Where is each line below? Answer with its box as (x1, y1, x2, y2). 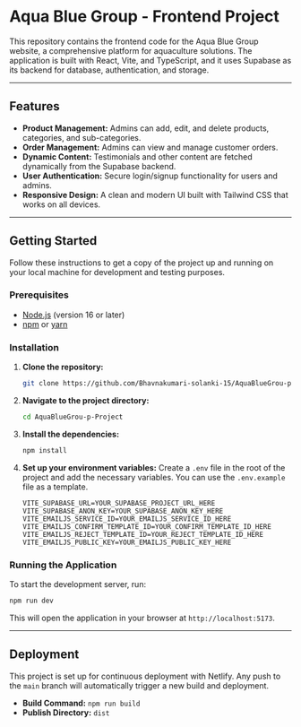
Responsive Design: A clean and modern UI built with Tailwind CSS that (21, 189, 288, 200)
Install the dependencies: (21, 428, 119, 439)
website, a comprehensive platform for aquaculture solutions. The (9, 45, 253, 56)
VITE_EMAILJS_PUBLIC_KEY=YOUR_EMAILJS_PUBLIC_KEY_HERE (21, 538, 232, 547)
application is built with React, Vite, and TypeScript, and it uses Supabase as (9, 55, 292, 65)
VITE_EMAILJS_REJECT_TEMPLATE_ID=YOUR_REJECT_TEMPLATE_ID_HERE (21, 530, 264, 539)
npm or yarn (21, 318, 68, 329)
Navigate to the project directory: (21, 395, 150, 406)
